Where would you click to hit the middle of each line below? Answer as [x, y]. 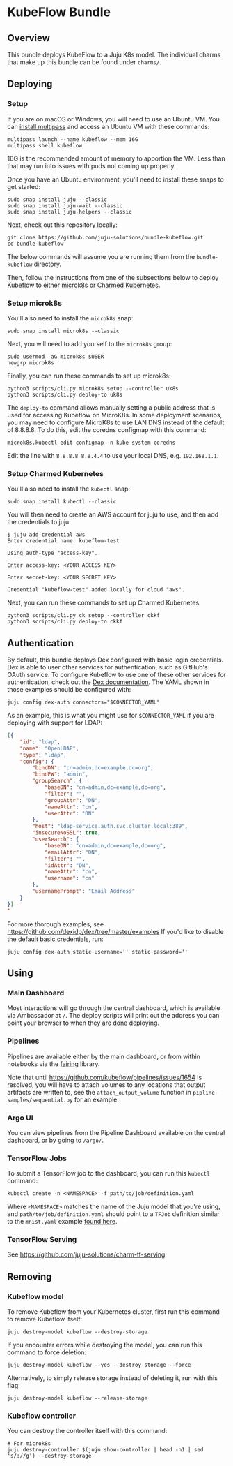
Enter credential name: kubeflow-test [63, 541]
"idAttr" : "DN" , [68, 865]
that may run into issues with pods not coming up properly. [91, 165]
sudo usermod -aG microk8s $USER [56, 357]
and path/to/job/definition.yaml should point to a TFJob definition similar [114, 1214]
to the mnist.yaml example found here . [62, 1222]
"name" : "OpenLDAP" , [49, 748]
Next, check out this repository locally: [63, 225]
